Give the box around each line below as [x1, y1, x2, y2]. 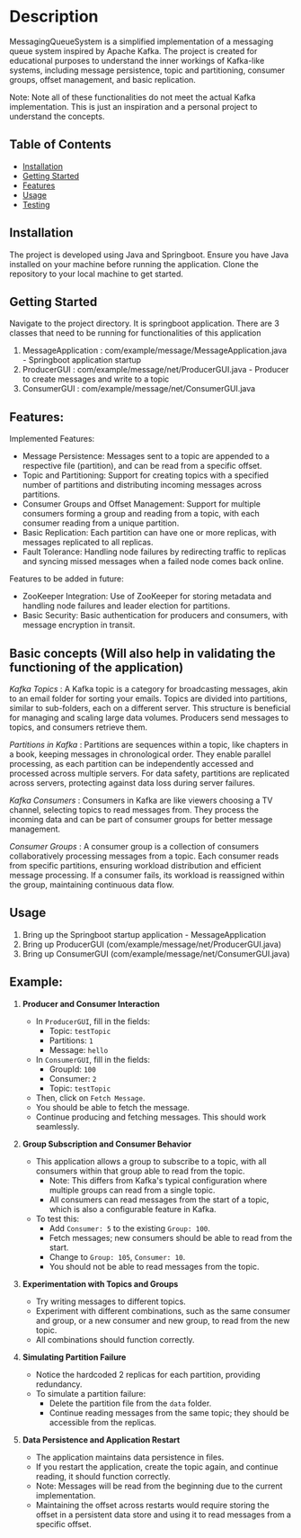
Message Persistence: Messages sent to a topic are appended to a [22, 451, 270, 462]
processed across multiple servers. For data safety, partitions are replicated [9, 768, 290, 778]
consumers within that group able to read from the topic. [35, 1165, 245, 1176]
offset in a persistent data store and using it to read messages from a [35, 1509, 292, 1520]
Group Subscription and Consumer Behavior [22, 1138, 191, 1149]
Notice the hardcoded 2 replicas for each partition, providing [35, 1369, 261, 1380]
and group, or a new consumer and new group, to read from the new [35, 1315, 290, 1326]
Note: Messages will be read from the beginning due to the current [35, 1480, 283, 1491]
